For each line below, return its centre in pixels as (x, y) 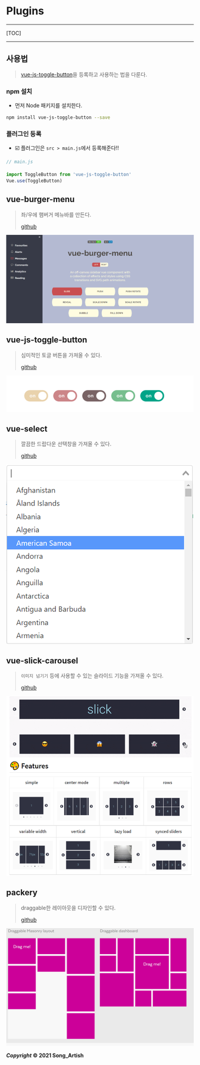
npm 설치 (19, 91)
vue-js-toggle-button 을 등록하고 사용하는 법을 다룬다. (84, 74)
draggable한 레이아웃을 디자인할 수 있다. (68, 908)
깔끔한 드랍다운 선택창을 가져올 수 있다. (66, 444)
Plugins (25, 11)
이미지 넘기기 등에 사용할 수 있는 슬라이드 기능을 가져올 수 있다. (92, 676)
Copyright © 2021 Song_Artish (45, 1055)
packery (22, 893)
